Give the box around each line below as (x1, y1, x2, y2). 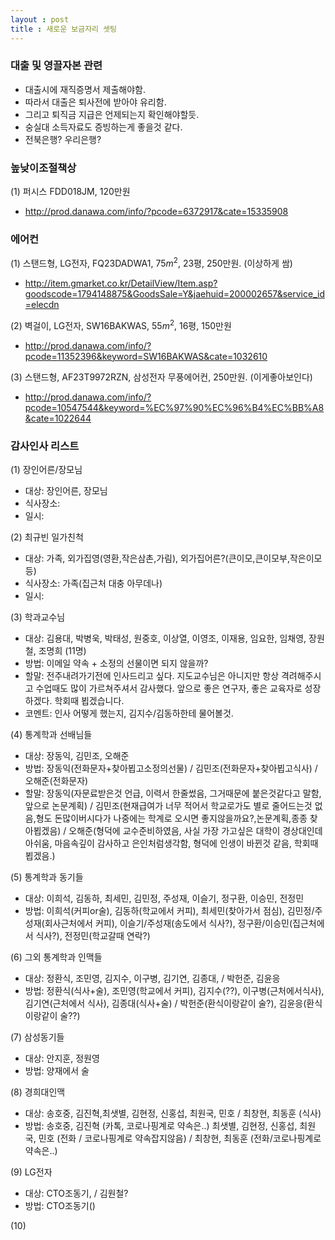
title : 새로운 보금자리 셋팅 (10, 24, 118, 34)
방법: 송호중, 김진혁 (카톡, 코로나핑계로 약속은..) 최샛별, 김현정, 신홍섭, (24, 1120, 298, 1131)
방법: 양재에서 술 (24, 1065, 90, 1076)
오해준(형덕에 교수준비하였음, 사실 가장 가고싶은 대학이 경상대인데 (68, 825, 323, 836)
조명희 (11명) (38, 645, 87, 656)
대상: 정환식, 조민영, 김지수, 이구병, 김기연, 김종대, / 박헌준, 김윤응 (24, 972, 281, 984)
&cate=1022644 (24, 412, 92, 424)
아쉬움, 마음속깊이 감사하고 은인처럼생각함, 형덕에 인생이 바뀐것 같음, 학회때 (24, 837, 319, 849)
